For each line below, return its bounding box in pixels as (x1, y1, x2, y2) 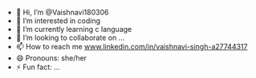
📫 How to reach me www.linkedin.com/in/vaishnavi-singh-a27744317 (15, 42, 248, 51)
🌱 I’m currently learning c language (15, 25, 132, 33)
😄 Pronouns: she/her (15, 53, 87, 63)
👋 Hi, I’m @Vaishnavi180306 (15, 8, 109, 17)
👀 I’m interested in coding (15, 16, 101, 25)
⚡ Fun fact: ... (15, 62, 60, 72)
